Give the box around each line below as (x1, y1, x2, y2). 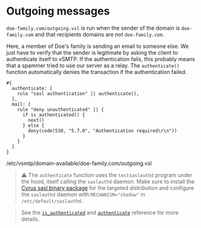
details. (21, 215, 40, 223)
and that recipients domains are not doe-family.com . (35, 30, 165, 38)
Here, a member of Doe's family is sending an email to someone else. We (6, 42, 189, 50)
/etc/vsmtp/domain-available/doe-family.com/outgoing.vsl (6, 159, 153, 167)
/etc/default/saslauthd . (21, 197, 83, 204)
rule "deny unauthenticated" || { (17, 106, 104, 113)
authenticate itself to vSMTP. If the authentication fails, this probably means (6, 55, 196, 62)
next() (28, 117, 45, 123)
